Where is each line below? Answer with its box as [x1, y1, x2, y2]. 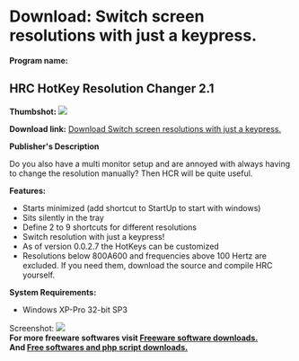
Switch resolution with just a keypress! [22, 231, 165, 242]
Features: [9, 185, 47, 196]
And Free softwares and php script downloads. [9, 341, 189, 352]
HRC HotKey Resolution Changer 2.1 [9, 81, 215, 96]
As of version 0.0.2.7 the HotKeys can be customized [22, 241, 220, 251]
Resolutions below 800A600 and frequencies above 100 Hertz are [22, 250, 268, 261]
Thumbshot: [9, 106, 57, 117]
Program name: [9, 55, 69, 66]
